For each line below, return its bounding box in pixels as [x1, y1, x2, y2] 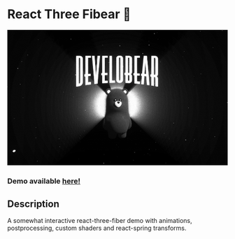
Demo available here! [7, 176, 80, 186]
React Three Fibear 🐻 [7, 6, 131, 22]
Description [7, 198, 59, 210]
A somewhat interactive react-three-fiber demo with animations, [7, 217, 192, 225]
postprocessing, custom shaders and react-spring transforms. [7, 224, 187, 233]
